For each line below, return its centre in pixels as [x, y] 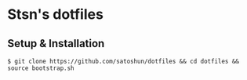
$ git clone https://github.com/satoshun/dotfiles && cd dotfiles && [123, 61]
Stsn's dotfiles [55, 15]
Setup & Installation [56, 44]
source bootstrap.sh [41, 68]
